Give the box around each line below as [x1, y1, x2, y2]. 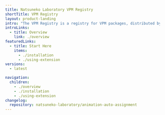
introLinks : [5, 25, 29, 30]
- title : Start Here [9, 44, 52, 48]
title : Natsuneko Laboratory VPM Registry [5, 7, 93, 12]
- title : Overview [9, 30, 48, 35]
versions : [5, 62, 26, 67]
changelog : [5, 98, 27, 103]
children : [9, 80, 29, 85]
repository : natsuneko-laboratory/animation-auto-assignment [9, 102, 137, 108]
